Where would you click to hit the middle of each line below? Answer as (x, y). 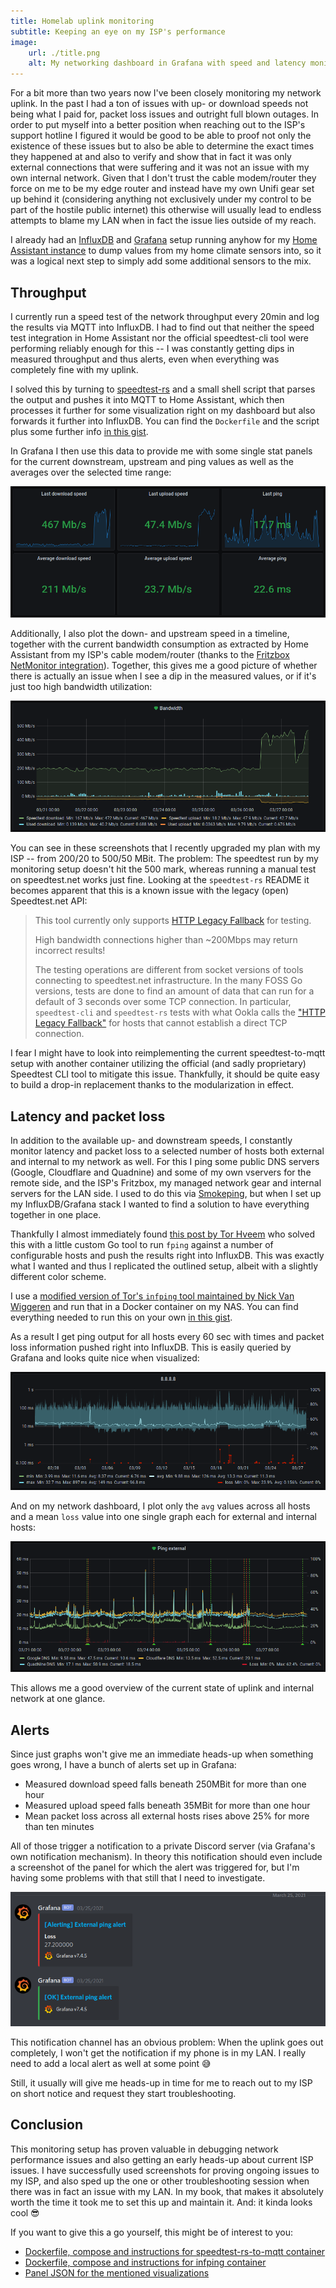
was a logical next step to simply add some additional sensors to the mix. (161, 261)
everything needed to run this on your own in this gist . (121, 1317)
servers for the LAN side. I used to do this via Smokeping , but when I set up (166, 1193)
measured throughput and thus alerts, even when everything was (145, 359)
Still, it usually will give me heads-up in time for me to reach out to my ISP (161, 2083)
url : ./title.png (64, 53)
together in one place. (56, 1214)
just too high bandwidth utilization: (81, 687)
